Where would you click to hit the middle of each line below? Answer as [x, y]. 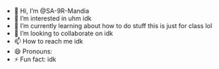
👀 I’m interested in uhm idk [53, 18]
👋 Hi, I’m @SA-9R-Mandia [52, 11]
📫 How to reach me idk [48, 41]
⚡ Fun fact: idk [35, 59]
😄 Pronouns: [33, 51]
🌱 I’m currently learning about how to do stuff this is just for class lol [113, 26]
